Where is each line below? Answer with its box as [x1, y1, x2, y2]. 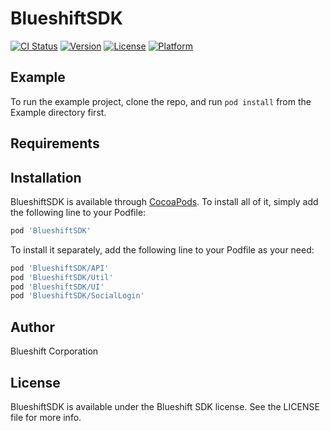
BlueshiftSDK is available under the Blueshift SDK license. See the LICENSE [10, 400, 320, 412]
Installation [10, 169, 82, 186]
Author [10, 318, 55, 336]
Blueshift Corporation [10, 345, 99, 357]
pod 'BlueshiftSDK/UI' [10, 282, 105, 292]
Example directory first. [10, 106, 107, 118]
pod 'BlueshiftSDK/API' [10, 263, 110, 273]
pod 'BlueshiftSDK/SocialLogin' [10, 291, 145, 301]
